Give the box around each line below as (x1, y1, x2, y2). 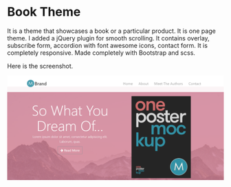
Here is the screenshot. (7, 62, 74, 70)
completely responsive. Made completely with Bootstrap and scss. (7, 49, 196, 57)
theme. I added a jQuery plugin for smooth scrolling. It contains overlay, (7, 34, 210, 42)
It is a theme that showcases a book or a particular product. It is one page (7, 27, 217, 35)
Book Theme (7, 4, 81, 20)
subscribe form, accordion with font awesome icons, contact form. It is (7, 41, 208, 49)
